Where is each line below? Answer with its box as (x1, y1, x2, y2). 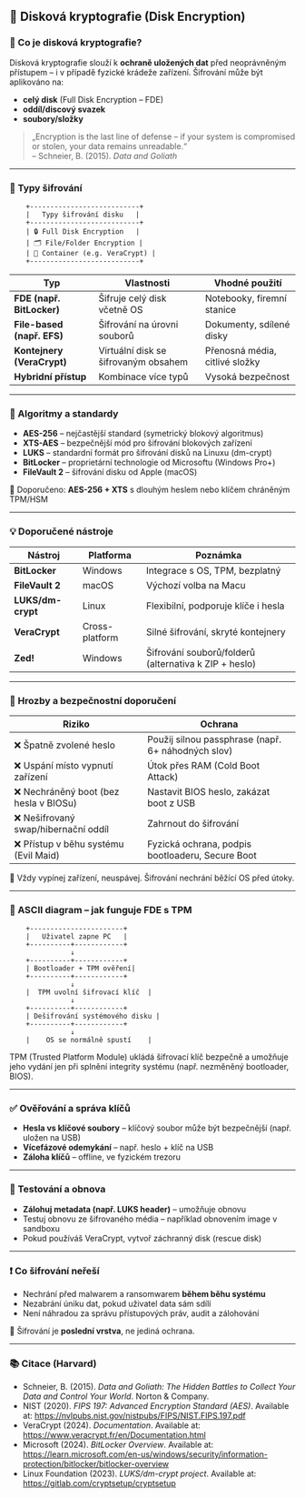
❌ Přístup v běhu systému (14, 838, 124, 850)
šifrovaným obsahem (98, 356, 189, 368)
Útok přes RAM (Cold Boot (146, 759, 261, 771)
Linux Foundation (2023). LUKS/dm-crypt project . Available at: (22, 1468, 257, 1479)
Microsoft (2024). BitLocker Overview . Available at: (22, 1439, 214, 1451)
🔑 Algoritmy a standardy (9, 407, 119, 419)
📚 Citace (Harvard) (9, 1357, 97, 1370)
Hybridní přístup (14, 370, 87, 383)
